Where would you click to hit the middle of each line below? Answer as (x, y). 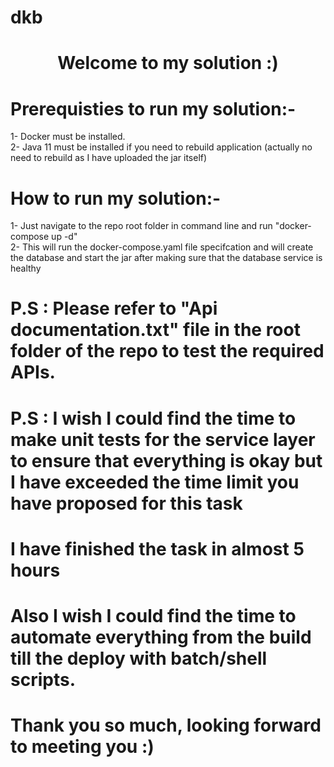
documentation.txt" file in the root (155, 330)
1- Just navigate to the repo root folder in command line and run (141, 226)
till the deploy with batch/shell (139, 658)
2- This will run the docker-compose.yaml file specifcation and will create (162, 247)
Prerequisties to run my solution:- (153, 108)
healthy (26, 268)
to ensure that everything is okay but (166, 460)
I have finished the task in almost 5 (157, 548)
